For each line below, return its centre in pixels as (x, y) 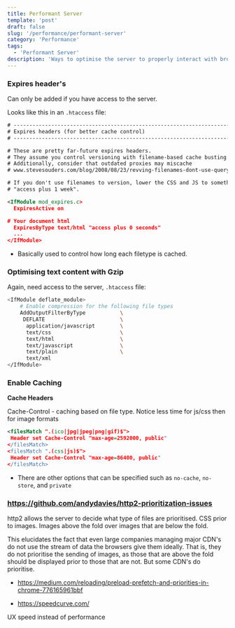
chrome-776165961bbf (50, 590)
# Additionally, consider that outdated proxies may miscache (100, 164)
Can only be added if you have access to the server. (82, 99)
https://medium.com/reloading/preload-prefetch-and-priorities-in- (113, 582)
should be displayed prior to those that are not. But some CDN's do (104, 561)
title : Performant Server (45, 14)
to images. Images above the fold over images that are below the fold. (108, 525)
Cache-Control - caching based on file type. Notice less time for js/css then (116, 411)
